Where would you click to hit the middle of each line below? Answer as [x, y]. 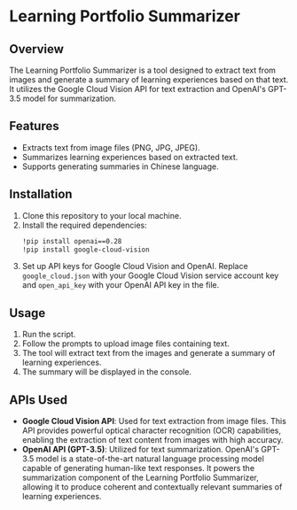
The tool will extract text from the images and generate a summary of [148, 353]
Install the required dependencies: [85, 225]
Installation [41, 194]
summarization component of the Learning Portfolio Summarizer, [140, 477]
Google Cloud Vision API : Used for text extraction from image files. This [154, 421]
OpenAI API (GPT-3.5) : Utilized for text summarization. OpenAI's [141, 449]
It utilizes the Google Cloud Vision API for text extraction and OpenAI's [137, 89]
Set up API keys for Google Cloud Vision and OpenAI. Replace [135, 267]
